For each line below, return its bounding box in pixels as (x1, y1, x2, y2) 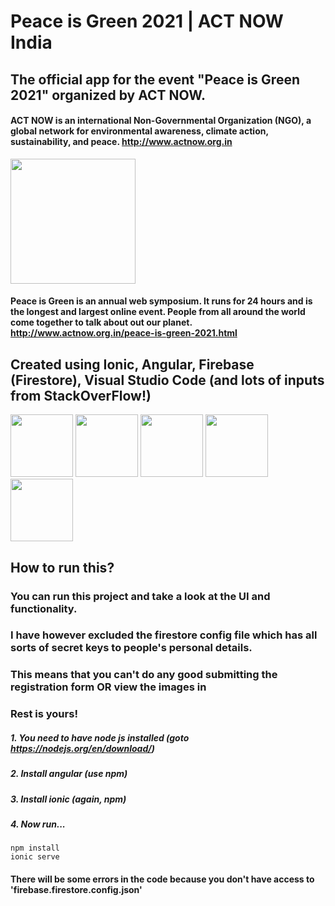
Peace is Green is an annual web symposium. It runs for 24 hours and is (10, 295, 313, 307)
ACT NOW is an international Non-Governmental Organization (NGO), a (10, 115, 312, 127)
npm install (10, 843, 60, 854)
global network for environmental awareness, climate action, (10, 125, 269, 137)
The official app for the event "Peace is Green (10, 71, 300, 88)
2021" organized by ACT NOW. (10, 86, 206, 104)
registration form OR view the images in (10, 680, 207, 694)
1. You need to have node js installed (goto (10, 731, 190, 744)
